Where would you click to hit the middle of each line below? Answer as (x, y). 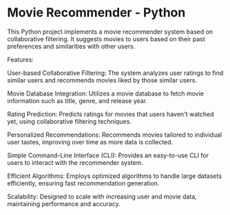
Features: (21, 59)
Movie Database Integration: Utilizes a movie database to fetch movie (106, 93)
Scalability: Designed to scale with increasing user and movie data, (102, 196)
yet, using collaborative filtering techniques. (70, 121)
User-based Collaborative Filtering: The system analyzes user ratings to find (115, 73)
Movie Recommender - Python (96, 13)
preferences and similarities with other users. (71, 46)
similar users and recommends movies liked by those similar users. (102, 80)
